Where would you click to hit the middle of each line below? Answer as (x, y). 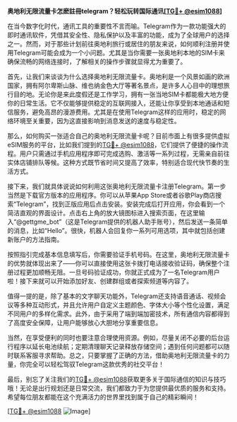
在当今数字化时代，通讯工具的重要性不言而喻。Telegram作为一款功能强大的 (117, 26)
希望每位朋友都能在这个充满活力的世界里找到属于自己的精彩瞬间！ (103, 397)
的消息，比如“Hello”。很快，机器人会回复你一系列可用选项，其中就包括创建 (116, 230)
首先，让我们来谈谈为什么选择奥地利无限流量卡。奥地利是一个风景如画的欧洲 (119, 76)
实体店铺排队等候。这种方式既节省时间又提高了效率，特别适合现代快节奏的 (115, 162)
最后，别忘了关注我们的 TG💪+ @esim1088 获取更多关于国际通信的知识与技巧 (117, 379)
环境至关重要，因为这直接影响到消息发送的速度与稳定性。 (97, 121)
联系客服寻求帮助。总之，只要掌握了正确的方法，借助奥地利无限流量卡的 (118, 355)
